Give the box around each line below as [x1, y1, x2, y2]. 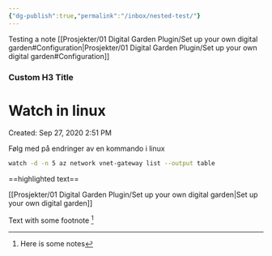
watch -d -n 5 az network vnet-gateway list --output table [8, 160, 216, 168]
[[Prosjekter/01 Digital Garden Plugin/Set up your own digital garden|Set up [8, 190, 258, 199]
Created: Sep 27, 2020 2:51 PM [8, 128, 112, 138]
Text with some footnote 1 [8, 214, 95, 225]
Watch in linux [8, 101, 107, 120]
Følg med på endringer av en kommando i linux [8, 143, 165, 154]
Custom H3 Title [8, 71, 74, 83]
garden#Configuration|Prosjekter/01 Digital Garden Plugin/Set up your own [8, 42, 257, 53]
